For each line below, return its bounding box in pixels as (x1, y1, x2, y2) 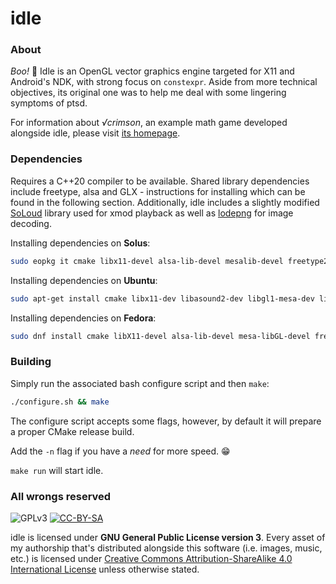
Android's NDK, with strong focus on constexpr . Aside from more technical (10, 76, 318, 88)
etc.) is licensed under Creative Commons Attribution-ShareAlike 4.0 (10, 552, 293, 564)
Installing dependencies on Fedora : (10, 312, 157, 324)
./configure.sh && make (10, 397, 110, 407)
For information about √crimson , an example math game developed (10, 117, 288, 129)
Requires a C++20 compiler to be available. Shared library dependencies (10, 175, 310, 187)
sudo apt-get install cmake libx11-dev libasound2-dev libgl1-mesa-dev (10, 293, 315, 304)
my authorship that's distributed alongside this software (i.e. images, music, (10, 542, 323, 554)
